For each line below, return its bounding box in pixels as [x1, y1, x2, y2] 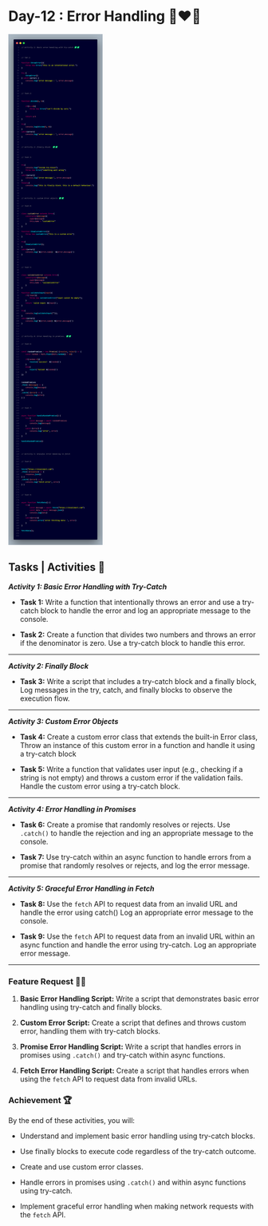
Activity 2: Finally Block [8, 661, 89, 670]
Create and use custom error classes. [19, 1162, 144, 1172]
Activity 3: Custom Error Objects [8, 716, 119, 726]
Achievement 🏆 [8, 1094, 73, 1105]
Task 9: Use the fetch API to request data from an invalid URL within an [19, 931, 255, 941]
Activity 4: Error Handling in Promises [8, 804, 137, 813]
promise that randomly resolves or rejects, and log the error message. [19, 860, 250, 870]
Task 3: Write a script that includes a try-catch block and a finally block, [19, 676, 257, 686]
